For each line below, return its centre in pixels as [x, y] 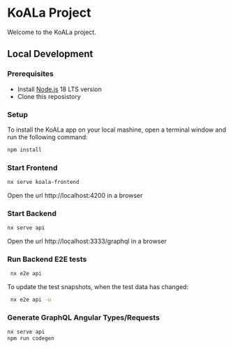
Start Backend [32, 213]
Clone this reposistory [49, 96]
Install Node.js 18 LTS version [60, 89]
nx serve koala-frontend [43, 183]
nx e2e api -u [31, 300]
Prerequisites [30, 74]
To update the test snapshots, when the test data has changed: [98, 287]
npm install [24, 150]
